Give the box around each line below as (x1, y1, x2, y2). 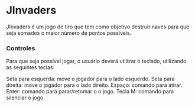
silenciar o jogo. (6, 94, 45, 101)
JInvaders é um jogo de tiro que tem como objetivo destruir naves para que (6, 23, 190, 30)
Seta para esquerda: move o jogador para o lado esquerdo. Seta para (6, 75, 175, 83)
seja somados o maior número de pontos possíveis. (6, 29, 132, 36)
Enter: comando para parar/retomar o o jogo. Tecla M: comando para (6, 88, 174, 95)
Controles (6, 44, 35, 52)
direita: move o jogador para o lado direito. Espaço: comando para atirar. (6, 82, 183, 89)
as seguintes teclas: (6, 64, 55, 71)
